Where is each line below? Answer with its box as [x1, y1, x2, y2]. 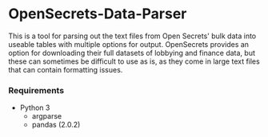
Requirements [8, 84, 65, 96]
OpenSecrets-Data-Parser [8, 5, 187, 23]
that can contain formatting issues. [8, 65, 123, 74]
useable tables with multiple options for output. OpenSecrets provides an [8, 39, 250, 49]
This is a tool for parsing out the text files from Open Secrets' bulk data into [8, 31, 257, 41]
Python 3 [19, 103, 50, 112]
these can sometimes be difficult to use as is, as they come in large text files [8, 57, 260, 66]
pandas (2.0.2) [31, 120, 81, 130]
